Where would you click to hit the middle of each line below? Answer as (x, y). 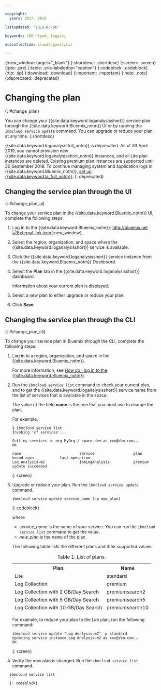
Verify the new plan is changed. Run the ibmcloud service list (75, 660)
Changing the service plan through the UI (68, 192)
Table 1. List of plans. (82, 557)
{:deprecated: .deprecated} (32, 78)
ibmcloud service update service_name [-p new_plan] (66, 499)
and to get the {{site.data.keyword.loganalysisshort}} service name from (84, 390)
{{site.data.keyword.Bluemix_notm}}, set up (48, 172)
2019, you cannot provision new (37, 151)
